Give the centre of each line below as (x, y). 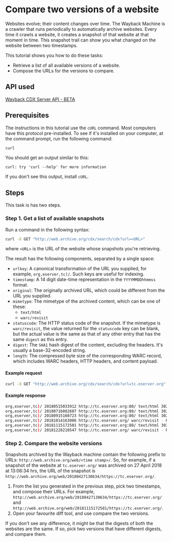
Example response (26, 395)
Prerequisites (27, 116)
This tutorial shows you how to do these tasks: (54, 55)
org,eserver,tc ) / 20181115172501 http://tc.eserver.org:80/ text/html (82, 426)
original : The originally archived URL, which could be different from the (89, 290)
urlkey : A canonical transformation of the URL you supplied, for (80, 269)
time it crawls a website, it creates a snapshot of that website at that (77, 34)
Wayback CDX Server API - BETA (40, 99)
